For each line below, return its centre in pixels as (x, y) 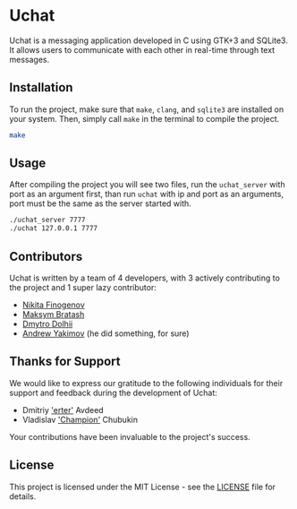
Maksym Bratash (53, 314)
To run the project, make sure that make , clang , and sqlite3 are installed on (147, 109)
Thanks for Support (65, 362)
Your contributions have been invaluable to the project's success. (130, 436)
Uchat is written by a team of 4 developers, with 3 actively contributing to (144, 278)
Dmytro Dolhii (47, 324)
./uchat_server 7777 (48, 220)
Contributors (46, 256)
